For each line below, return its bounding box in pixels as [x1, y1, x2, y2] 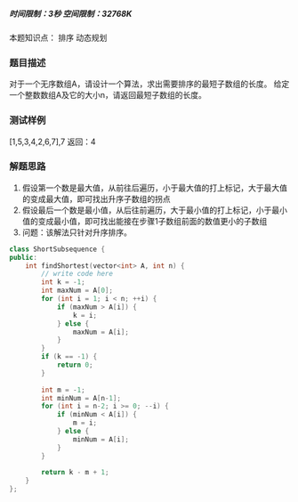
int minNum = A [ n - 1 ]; [41, 393, 122, 402]
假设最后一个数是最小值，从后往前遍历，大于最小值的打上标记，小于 [21, 205, 272, 215]
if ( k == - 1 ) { [41, 352, 98, 361]
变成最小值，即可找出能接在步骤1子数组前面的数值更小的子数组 [37, 215, 268, 226]
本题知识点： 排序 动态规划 [9, 32, 108, 43]
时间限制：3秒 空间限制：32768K [9, 8, 133, 19]
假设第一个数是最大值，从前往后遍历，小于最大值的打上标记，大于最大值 [21, 182, 287, 193]
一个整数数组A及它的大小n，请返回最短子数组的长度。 [9, 90, 206, 101]
